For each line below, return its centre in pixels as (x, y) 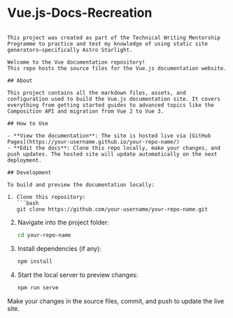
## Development (29, 172)
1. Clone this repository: (47, 197)
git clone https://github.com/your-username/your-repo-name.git (112, 209)
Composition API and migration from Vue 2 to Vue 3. (86, 111)
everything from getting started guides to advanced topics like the (111, 105)
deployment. (24, 160)
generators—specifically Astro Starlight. (70, 50)
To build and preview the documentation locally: (81, 185)
